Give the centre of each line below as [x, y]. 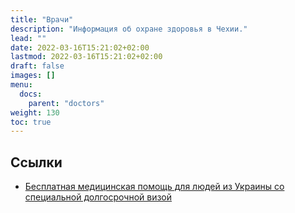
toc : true [31, 122]
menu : [21, 85]
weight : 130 [35, 112]
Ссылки [36, 162]
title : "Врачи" [42, 19]
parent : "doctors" [66, 103]
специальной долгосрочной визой [98, 197]
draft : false [37, 66]
